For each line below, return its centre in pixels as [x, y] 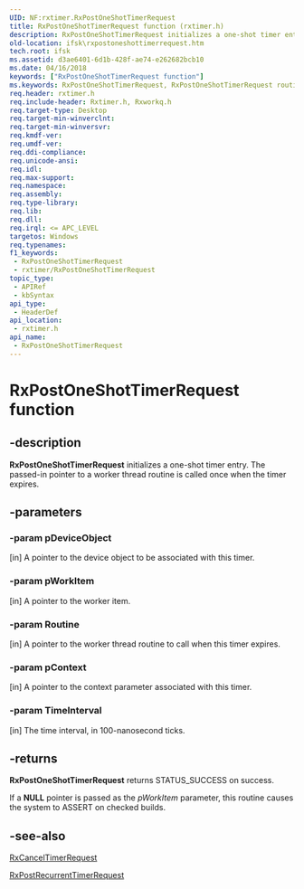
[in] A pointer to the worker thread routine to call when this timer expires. [145, 644]
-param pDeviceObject [61, 538]
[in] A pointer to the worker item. [70, 601]
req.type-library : [44, 203]
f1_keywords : [34, 253]
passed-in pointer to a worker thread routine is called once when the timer [148, 474]
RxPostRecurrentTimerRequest [67, 875]
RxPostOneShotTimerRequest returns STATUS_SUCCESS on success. [142, 780]
